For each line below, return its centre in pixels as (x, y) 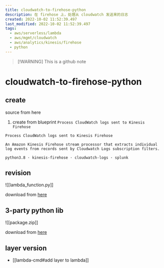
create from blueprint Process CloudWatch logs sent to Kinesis (78, 122)
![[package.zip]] (22, 223)
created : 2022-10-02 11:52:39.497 (41, 19)
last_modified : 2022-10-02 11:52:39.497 (48, 24)
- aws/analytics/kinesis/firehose (45, 43)
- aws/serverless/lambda (35, 33)
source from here (23, 112)
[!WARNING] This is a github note (52, 61)
